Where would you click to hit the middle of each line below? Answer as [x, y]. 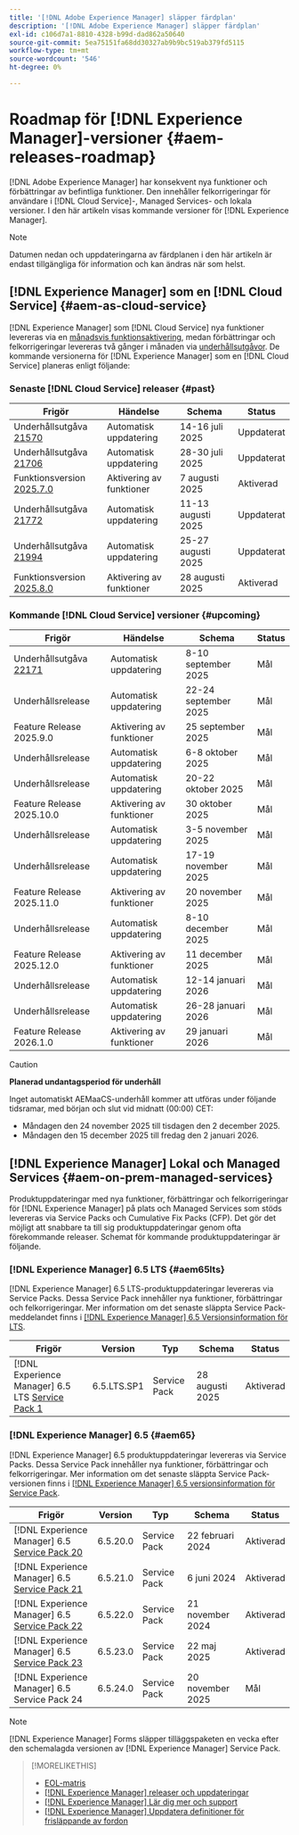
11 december [214, 954]
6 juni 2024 [211, 1578]
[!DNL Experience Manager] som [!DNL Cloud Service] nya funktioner [137, 328]
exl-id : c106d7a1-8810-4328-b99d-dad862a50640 [97, 34]
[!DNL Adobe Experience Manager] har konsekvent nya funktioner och [138, 182]
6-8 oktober [212, 752]
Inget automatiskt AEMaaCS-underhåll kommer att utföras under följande [143, 1100]
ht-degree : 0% [36, 68]
